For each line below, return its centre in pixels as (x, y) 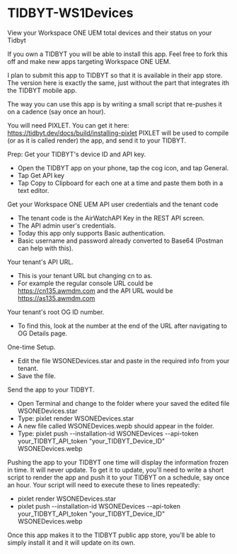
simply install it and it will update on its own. (71, 542)
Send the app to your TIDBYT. (51, 389)
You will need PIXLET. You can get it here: (68, 125)
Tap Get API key (41, 175)
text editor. (33, 190)
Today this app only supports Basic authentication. (91, 233)
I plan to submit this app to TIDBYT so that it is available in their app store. (115, 75)
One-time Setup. (31, 347)
